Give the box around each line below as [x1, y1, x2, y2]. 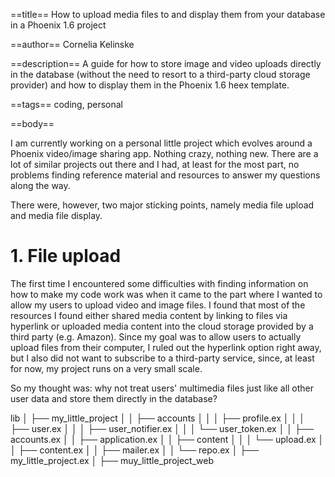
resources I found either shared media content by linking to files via [10, 309, 288, 321]
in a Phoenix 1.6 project [10, 19, 107, 31]
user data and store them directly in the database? [10, 392, 218, 404]
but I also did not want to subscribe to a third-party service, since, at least [10, 352, 315, 364]
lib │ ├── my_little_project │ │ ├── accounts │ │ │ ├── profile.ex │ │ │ [10, 412, 305, 424]
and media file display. [10, 210, 103, 221]
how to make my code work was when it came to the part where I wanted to [10, 288, 323, 300]
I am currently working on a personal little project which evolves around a [10, 137, 313, 149]
